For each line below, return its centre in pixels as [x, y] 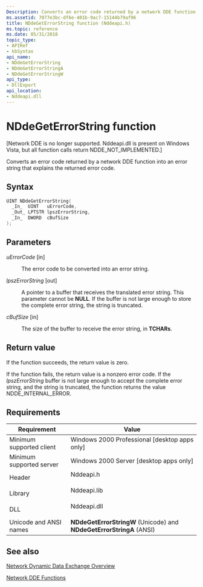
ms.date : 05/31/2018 [32, 35]
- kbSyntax [20, 52]
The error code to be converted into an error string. [85, 269]
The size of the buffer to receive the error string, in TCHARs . [97, 329]
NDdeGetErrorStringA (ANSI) [113, 530]
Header [20, 478]
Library [19, 494]
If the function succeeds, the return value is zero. [68, 362]
